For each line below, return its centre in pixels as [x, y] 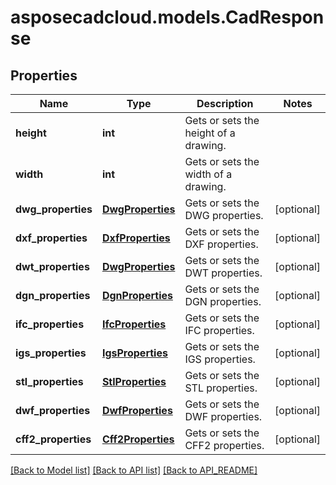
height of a [210, 133]
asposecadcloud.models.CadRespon [167, 17]
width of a [208, 174]
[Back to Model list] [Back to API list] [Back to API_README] [134, 470]
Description [225, 103]
